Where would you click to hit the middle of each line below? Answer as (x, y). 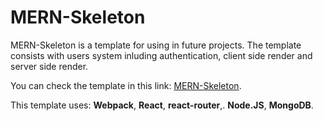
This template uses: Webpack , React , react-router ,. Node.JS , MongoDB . (162, 105)
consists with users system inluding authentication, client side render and (161, 55)
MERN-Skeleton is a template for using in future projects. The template (156, 45)
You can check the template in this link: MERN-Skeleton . (126, 85)
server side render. (49, 66)
